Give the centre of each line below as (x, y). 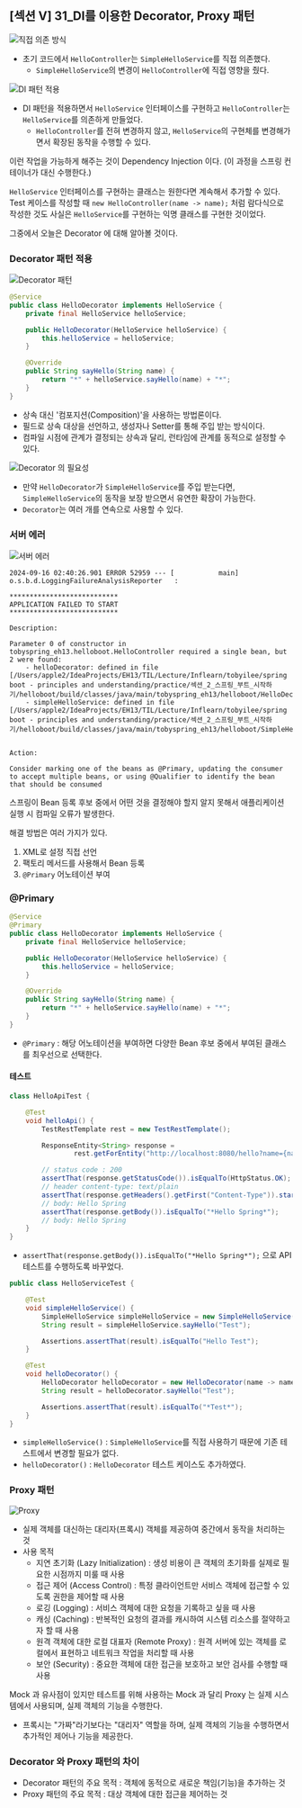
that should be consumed (56, 785)
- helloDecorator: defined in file (92, 668)
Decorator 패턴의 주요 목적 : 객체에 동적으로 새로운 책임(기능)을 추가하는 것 (154, 1783)
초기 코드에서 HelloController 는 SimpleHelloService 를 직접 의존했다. (147, 58)
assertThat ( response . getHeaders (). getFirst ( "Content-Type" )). (160, 1195)
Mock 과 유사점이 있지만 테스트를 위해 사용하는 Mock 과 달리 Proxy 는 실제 (141, 1694)
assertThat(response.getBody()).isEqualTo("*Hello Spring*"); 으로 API (157, 1255)
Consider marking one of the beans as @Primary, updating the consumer (146, 769)
